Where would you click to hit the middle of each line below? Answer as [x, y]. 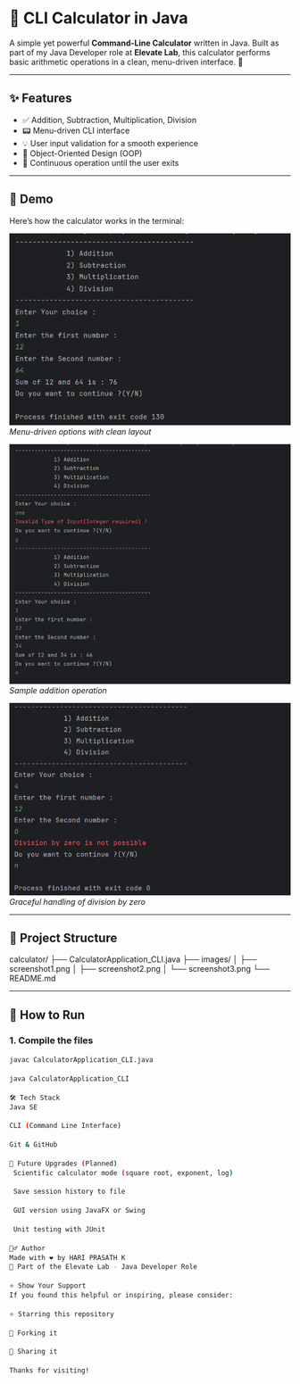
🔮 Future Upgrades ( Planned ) [63, 1164]
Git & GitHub [33, 1145]
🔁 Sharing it [33, 1352]
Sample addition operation [58, 690]
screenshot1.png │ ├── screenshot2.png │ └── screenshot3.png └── [140, 969]
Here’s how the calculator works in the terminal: [97, 220]
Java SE [24, 1107]
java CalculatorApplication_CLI [69, 1079]
